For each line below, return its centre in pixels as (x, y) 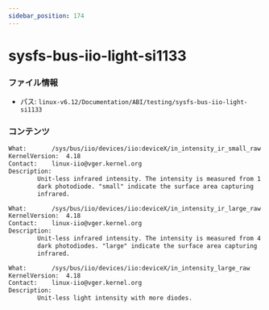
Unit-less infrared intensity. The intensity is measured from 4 (149, 239)
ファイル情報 (33, 82)
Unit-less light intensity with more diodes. (115, 298)
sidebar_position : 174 (46, 16)
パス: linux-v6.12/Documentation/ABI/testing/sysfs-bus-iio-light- (134, 102)
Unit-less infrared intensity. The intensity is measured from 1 (149, 178)
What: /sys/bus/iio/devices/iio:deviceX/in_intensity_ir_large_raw (135, 208)
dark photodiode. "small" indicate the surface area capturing (145, 186)
